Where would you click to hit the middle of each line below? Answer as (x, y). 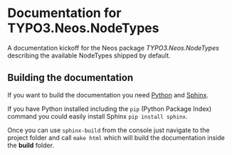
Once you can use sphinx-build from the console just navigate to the (109, 130)
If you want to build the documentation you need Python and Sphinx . (108, 95)
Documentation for (64, 13)
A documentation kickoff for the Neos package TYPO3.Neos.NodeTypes (113, 48)
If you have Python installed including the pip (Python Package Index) (110, 109)
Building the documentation (70, 78)
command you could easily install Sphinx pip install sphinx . (97, 116)
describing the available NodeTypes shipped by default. (89, 55)
